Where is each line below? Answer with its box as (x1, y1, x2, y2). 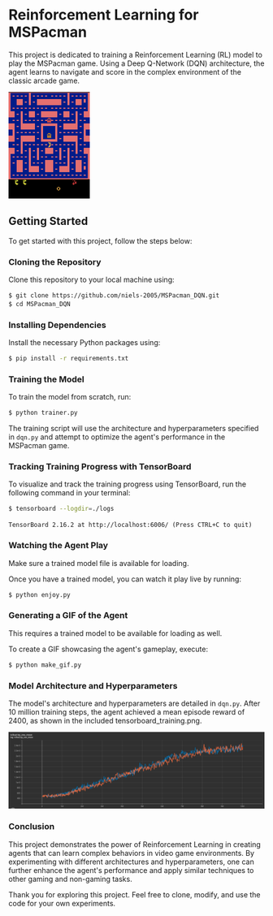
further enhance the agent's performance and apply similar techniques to (8, 865, 254, 875)
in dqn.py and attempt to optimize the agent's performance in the (8, 432, 226, 442)
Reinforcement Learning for (8, 6, 199, 24)
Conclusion (8, 821, 55, 832)
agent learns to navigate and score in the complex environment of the (8, 67, 242, 76)
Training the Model (8, 374, 84, 385)
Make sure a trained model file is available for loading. (8, 558, 189, 568)
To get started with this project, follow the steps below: (8, 235, 193, 245)
